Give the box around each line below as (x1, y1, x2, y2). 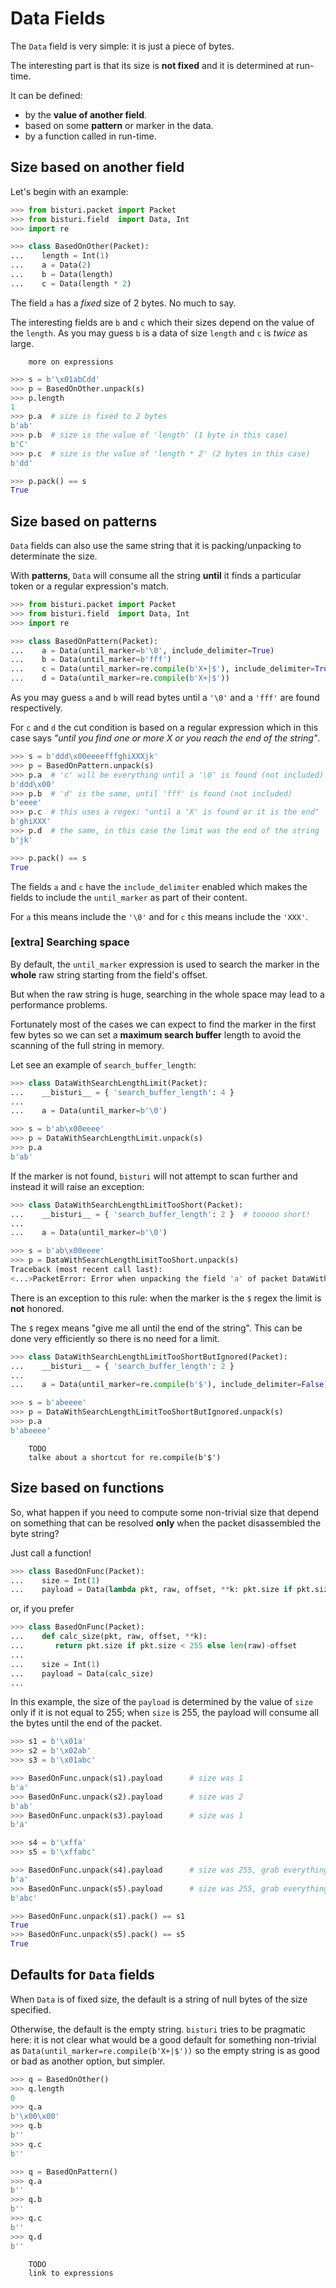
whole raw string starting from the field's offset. (10, 968, 208, 981)
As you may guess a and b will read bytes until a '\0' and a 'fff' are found (10, 692, 320, 704)
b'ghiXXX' (10, 817, 52, 827)
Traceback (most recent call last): (10, 1265, 163, 1275)
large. (10, 337, 35, 349)
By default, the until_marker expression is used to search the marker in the (10, 958, 320, 970)
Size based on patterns (10, 513, 158, 530)
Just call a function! (10, 1547, 92, 1559)
